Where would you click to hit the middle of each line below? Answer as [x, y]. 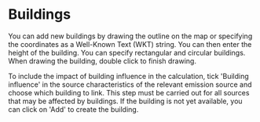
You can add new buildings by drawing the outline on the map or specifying [130, 36]
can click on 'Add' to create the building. [73, 109]
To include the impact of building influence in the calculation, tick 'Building [128, 76]
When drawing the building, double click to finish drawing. [102, 61]
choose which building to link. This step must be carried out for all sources [129, 92]
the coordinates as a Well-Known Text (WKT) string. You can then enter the [130, 44]
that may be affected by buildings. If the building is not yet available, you [125, 101]
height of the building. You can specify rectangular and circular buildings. [127, 52]
